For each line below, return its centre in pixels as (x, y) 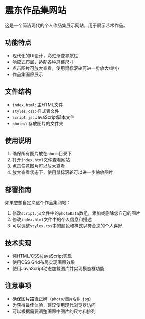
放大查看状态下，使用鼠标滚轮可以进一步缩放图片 (63, 172)
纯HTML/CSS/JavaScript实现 (42, 256)
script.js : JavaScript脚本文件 (43, 117)
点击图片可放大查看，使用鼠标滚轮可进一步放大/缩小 (66, 68)
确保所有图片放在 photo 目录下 (42, 154)
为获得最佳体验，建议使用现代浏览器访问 (54, 305)
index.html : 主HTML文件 (38, 104)
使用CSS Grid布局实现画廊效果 (44, 262)
